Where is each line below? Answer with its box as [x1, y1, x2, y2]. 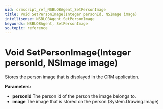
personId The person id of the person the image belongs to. [12, 93, 136, 99]
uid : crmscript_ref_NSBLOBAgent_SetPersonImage [5, 7, 106, 12]
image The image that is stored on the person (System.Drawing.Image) [12, 99, 159, 105]
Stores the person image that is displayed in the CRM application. [5, 74, 140, 80]
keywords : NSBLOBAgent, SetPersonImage [5, 21, 88, 26]
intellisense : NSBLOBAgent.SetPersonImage [5, 16, 95, 21]
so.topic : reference [5, 26, 48, 31]
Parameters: [5, 84, 31, 90]
